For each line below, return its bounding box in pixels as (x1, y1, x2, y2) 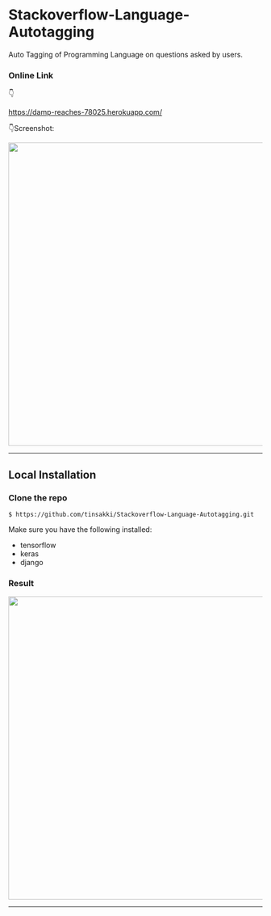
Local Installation (8, 467, 97, 482)
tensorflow (19, 540, 56, 550)
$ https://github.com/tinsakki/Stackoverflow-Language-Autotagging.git (8, 510, 254, 518)
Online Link (8, 70, 54, 81)
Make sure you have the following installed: (8, 524, 152, 534)
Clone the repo (8, 492, 68, 503)
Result (8, 577, 35, 589)
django (19, 557, 44, 567)
